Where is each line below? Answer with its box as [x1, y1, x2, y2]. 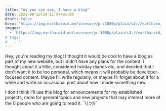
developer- [136, 69, 159, 75]
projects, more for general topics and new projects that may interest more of [5, 94, 161, 100]
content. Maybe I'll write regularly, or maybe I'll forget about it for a [23, 74, 159, 80]
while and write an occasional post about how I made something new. [5, 79, 147, 85]
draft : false [5, 16, 32, 21]
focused [5, 74, 22, 80]
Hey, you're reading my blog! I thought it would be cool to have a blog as [5, 53, 153, 59]
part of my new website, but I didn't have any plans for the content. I [5, 58, 144, 64]
